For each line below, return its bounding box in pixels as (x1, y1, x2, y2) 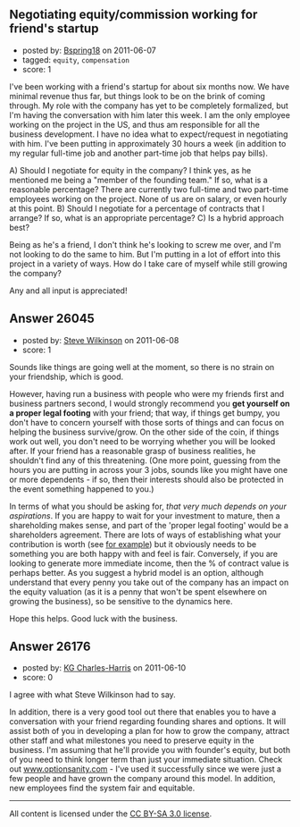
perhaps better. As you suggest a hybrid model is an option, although (9, 567, 264, 578)
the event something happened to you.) (9, 483, 154, 494)
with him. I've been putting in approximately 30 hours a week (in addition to (9, 138, 287, 148)
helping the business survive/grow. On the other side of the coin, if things (9, 426, 279, 437)
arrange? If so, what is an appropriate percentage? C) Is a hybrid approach (9, 212, 284, 223)
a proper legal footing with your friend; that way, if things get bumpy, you (9, 407, 280, 418)
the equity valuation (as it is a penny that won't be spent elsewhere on (9, 586, 268, 597)
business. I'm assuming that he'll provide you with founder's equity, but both (9, 745, 291, 755)
